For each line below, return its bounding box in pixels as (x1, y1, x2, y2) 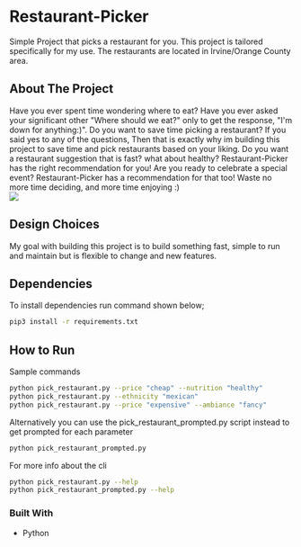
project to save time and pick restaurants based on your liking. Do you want (9, 143, 289, 154)
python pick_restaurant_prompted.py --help (9, 486, 175, 495)
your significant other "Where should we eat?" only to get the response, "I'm (9, 114, 293, 125)
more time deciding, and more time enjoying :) (9, 182, 180, 193)
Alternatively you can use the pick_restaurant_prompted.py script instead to (9, 417, 290, 427)
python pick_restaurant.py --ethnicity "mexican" (9, 391, 199, 401)
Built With (9, 507, 54, 519)
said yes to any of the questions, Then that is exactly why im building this (9, 133, 280, 145)
